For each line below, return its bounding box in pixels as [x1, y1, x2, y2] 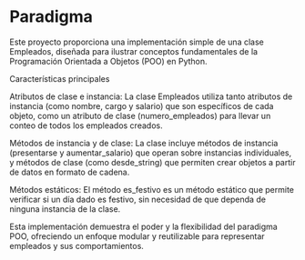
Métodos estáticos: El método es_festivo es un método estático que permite [9, 184, 294, 195]
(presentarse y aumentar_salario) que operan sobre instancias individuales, [9, 147, 292, 158]
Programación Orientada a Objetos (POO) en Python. [9, 55, 208, 66]
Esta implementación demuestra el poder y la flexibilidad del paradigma [9, 221, 278, 232]
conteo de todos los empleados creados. [9, 120, 163, 131]
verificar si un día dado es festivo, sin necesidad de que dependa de [9, 194, 267, 205]
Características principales [9, 73, 110, 84]
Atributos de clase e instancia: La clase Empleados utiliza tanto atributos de [9, 91, 293, 102]
